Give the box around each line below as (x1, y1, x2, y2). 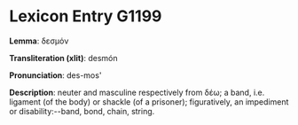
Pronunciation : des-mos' (9, 69, 102, 81)
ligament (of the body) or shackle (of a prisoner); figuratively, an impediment (9, 96, 289, 107)
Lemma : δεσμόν (9, 35, 69, 46)
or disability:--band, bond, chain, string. (9, 105, 155, 116)
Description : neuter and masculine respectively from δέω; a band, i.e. (9, 87, 265, 98)
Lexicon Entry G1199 (9, 6, 162, 27)
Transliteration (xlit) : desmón (9, 52, 118, 63)
